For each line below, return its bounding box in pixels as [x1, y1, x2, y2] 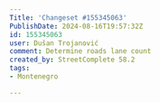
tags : [9, 64, 30, 73]
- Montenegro [9, 72, 59, 81]
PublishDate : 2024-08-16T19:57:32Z [9, 22, 144, 31]
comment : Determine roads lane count [9, 47, 152, 56]
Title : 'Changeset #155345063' [9, 13, 127, 23]
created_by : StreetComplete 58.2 [9, 55, 136, 64]
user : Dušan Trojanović [9, 38, 99, 48]
